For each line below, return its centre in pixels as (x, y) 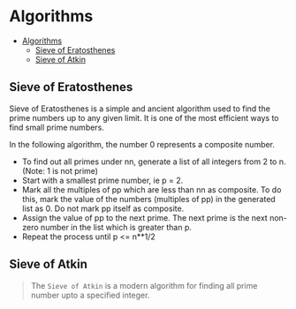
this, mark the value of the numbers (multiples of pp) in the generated (148, 199)
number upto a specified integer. (90, 295)
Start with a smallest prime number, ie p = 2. (102, 180)
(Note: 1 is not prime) (60, 170)
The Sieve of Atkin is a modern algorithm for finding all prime (144, 285)
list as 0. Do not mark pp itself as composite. (103, 208)
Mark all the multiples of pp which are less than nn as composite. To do (152, 189)
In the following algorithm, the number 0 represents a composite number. (142, 144)
